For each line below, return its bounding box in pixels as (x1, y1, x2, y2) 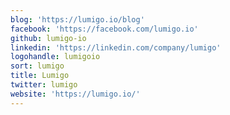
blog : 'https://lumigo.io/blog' (10, 14, 145, 25)
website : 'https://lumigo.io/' (10, 89, 141, 99)
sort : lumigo (10, 61, 65, 71)
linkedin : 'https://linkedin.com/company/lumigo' (10, 42, 222, 53)
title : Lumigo (10, 71, 70, 81)
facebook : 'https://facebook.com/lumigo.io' (10, 24, 199, 34)
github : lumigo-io (10, 33, 87, 43)
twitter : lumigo (10, 80, 78, 90)
